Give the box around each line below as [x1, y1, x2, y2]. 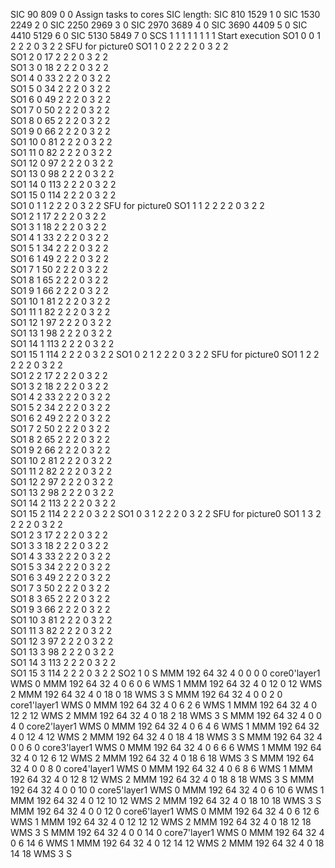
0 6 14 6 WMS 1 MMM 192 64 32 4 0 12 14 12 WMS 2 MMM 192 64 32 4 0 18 [10, 837, 325, 849]
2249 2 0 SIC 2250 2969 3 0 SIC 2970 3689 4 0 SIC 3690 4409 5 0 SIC [10, 19, 308, 31]
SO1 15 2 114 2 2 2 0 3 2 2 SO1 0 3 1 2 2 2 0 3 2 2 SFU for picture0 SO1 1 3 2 [10, 508, 322, 519]
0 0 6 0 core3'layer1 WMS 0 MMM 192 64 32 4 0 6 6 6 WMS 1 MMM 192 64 [10, 742, 322, 753]
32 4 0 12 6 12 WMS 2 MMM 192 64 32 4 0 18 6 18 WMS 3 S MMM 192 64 [10, 752, 315, 764]
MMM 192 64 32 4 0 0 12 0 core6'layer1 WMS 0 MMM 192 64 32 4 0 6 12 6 [10, 805, 320, 817]
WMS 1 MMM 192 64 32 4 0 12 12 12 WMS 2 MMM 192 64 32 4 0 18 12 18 [10, 816, 312, 828]
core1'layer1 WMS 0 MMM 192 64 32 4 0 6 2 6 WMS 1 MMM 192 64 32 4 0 [10, 699, 318, 711]
